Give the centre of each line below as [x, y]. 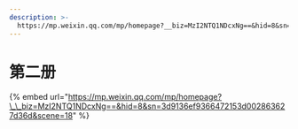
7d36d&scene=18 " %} [50, 116]
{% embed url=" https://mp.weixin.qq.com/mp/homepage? [116, 97]
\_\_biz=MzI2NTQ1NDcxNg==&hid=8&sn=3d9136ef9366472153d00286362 [147, 106]
